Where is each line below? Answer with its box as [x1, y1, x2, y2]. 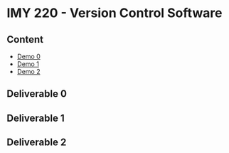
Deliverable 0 [6, 88, 67, 100]
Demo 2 [16, 68, 41, 75]
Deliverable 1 [6, 112, 65, 124]
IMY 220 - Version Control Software [6, 5, 223, 21]
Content [6, 33, 44, 46]
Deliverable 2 [6, 137, 67, 149]
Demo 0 [16, 52, 41, 60]
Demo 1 [16, 60, 40, 68]
